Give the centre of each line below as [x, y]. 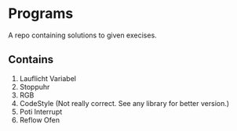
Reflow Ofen [40, 120]
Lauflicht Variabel [48, 78]
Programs [41, 14]
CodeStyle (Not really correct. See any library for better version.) [124, 103]
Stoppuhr [35, 87]
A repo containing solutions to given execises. [82, 35]
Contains [31, 60]
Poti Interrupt [41, 112]
